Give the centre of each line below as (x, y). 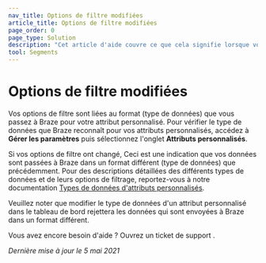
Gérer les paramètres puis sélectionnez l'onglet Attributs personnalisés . (128, 139)
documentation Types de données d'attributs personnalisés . (106, 188)
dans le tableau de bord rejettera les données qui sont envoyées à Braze (126, 212)
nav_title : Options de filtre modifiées (76, 15)
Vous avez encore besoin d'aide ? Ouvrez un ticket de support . (112, 235)
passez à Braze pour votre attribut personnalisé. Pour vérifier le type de (125, 122)
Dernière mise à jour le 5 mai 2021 (64, 250)
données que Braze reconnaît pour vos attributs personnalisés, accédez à (129, 130)
